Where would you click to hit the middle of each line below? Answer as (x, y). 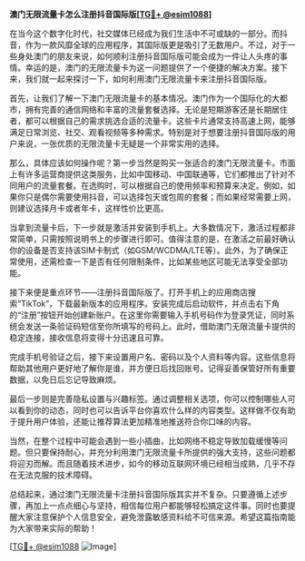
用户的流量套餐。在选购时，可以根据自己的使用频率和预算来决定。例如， (152, 186)
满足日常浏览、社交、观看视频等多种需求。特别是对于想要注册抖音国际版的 (148, 132)
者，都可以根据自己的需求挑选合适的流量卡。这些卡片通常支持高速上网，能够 (152, 121)
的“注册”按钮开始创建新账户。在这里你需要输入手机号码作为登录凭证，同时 (148, 315)
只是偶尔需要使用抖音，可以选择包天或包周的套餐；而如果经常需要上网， (160, 197)
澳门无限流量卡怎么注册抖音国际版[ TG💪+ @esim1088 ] (111, 14)
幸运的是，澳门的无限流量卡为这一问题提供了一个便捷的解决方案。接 (152, 68)
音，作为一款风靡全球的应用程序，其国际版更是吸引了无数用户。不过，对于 (148, 45)
